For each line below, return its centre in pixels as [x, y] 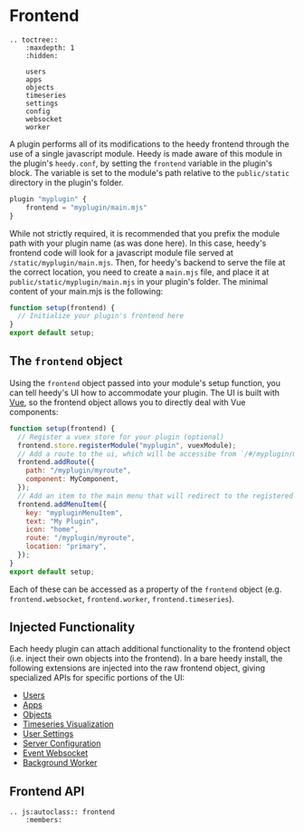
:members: [44, 820]
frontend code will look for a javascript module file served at [121, 252]
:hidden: [42, 55]
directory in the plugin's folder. [66, 182]
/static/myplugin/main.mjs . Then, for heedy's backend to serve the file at [147, 262]
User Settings [48, 734]
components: [34, 411]
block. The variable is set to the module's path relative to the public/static [150, 172]
